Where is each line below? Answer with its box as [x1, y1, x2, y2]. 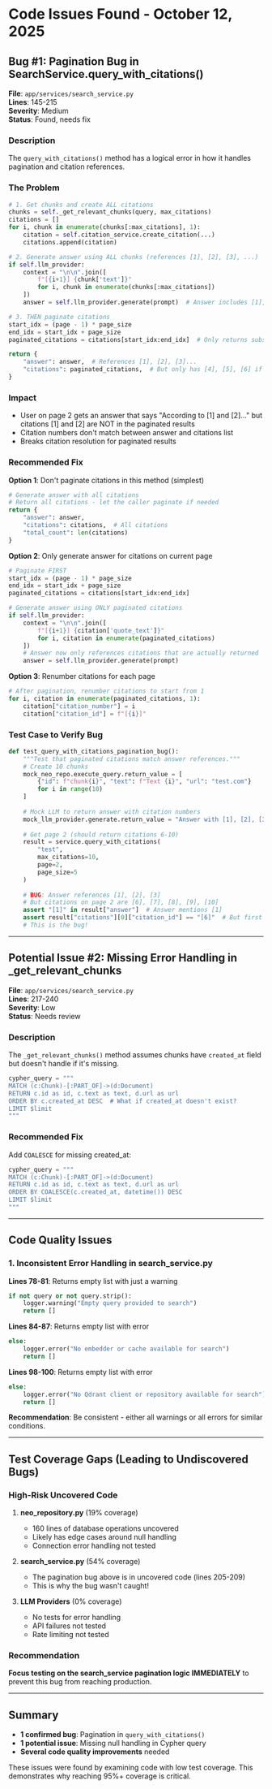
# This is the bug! [23, 921, 89, 930]
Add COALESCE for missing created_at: [8, 1150, 132, 1160]
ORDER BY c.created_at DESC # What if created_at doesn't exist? [8, 1097, 237, 1105]
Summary [8, 1708, 59, 1722]
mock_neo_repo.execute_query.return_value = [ [23, 770, 183, 778]
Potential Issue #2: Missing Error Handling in [8, 951, 237, 965]
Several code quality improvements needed [19, 1747, 170, 1757]
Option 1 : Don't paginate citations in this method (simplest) [8, 475, 205, 485]
